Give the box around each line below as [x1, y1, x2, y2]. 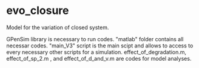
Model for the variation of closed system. [6, 24, 109, 31]
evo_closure [6, 4, 69, 18]
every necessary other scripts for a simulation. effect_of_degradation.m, [6, 48, 187, 55]
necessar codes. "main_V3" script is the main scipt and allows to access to [6, 42, 194, 49]
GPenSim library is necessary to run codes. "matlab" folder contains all [6, 35, 184, 42]
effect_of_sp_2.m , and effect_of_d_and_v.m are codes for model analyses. [6, 55, 192, 62]
